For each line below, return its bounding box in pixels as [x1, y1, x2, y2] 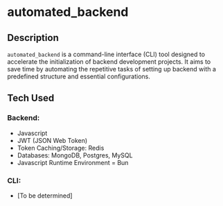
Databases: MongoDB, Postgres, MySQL [17, 151, 133, 160]
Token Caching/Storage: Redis [17, 144, 105, 152]
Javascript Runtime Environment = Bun [17, 158, 129, 166]
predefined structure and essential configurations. [7, 72, 151, 80]
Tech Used [7, 92, 55, 104]
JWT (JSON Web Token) [17, 136, 88, 144]
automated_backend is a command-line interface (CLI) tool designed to [7, 50, 206, 58]
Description [7, 32, 59, 44]
